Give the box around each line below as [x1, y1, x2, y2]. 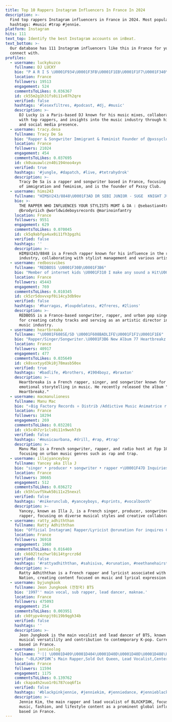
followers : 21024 [14, 146, 52, 151]
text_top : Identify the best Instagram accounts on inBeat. [5, 36, 137, 42]
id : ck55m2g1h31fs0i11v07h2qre [14, 93, 81, 99]
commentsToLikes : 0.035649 [14, 356, 72, 361]
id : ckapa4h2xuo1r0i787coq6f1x [14, 680, 81, 686]
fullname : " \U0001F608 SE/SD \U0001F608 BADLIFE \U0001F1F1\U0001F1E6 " [14, 332, 164, 337]
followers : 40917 [14, 346, 52, 352]
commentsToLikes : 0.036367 [14, 88, 72, 94]
